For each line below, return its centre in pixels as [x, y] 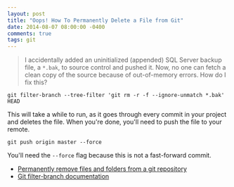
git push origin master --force [54, 142]
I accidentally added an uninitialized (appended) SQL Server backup [123, 60]
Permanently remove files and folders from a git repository [102, 169]
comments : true [30, 33]
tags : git [22, 40]
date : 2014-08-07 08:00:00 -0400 [56, 27]
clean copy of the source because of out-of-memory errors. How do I [125, 75]
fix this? [36, 82]
